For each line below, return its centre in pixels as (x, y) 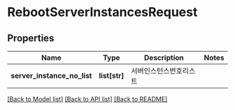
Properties (31, 38)
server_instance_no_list (51, 76)
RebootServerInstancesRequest (102, 12)
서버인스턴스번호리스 (163, 71)
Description (164, 58)
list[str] (112, 76)
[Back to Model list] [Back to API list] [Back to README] (87, 99)
